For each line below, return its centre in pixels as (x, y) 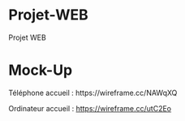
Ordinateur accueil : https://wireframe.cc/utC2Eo (90, 108)
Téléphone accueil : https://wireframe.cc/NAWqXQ (93, 93)
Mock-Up (41, 70)
